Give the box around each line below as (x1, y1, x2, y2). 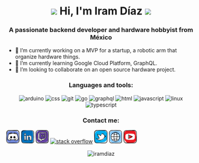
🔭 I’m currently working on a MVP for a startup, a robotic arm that (14, 47, 177, 54)
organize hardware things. (14, 53, 80, 61)
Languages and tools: (69, 81, 133, 90)
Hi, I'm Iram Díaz (59, 4, 143, 18)
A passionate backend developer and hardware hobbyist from (8, 26, 194, 34)
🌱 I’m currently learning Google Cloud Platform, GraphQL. (14, 60, 158, 67)
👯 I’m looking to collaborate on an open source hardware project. (14, 66, 176, 73)
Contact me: (82, 116, 120, 125)
